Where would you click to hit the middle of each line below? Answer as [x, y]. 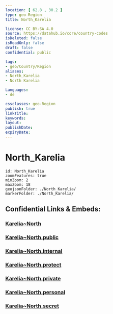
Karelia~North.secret [32, 306]
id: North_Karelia [25, 171]
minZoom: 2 [17, 180]
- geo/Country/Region [28, 66]
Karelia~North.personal [35, 292]
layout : [13, 123]
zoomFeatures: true [26, 176]
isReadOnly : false [25, 43]
